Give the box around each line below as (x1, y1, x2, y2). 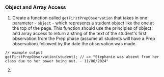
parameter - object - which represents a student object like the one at (12, 20, 154, 26)
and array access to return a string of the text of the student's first (12, 31, 146, 37)
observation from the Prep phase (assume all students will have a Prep (12, 36, 156, 41)
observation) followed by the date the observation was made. (12, 41, 137, 47)
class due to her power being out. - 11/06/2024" (5, 59, 109, 64)
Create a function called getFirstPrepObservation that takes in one (12, 15, 147, 21)
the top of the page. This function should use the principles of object (12, 25, 152, 31)
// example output (5, 50, 43, 55)
